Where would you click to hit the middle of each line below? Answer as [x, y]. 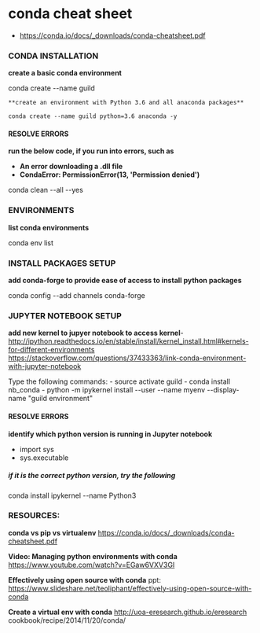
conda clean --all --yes [46, 190]
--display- [223, 390]
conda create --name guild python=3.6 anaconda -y [93, 116]
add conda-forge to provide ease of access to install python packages [125, 281]
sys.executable [44, 458]
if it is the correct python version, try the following [92, 476]
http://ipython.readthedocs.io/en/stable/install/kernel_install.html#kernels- [128, 341]
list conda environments [49, 227]
